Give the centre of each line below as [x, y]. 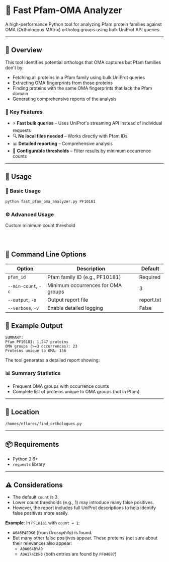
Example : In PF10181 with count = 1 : [43, 523]
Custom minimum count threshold [40, 225]
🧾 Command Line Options [46, 255]
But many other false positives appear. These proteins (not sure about [85, 538]
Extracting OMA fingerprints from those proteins [63, 83]
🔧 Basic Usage [23, 191]
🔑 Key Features [24, 112]
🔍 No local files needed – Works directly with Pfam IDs [70, 136]
